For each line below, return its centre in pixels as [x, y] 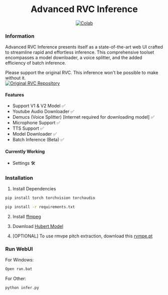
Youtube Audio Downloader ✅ [43, 112]
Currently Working [25, 152]
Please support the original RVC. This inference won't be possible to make [82, 73]
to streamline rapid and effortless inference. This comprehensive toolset [80, 52]
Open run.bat [19, 269]
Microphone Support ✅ [36, 123]
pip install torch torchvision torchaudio [50, 198]
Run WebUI [19, 249]
